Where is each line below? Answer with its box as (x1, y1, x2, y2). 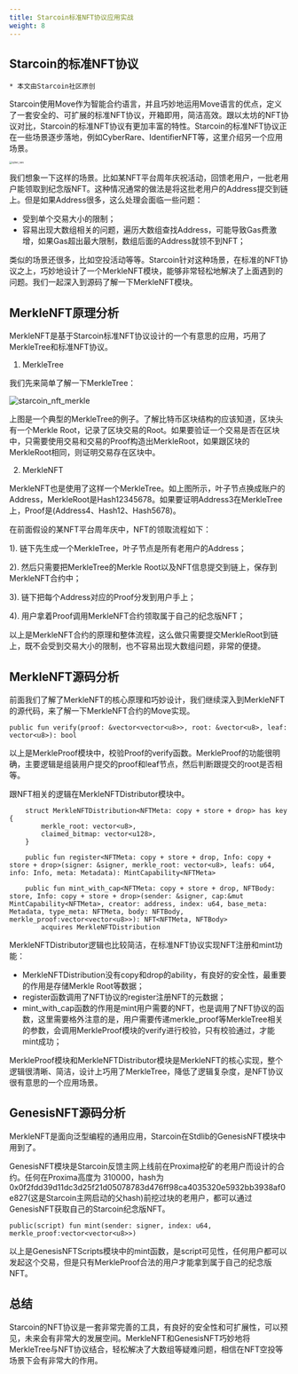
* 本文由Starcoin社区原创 (9, 82, 96, 91)
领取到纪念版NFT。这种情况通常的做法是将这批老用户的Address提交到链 (24, 184, 288, 194)
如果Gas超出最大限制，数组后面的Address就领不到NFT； (37, 236, 247, 247)
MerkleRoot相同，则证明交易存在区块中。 (9, 447, 161, 458)
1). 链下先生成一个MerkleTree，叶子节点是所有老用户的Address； (9, 543, 247, 554)
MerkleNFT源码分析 (9, 669, 120, 684)
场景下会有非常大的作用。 (9, 1354, 103, 1365)
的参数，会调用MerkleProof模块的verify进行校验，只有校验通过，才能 (21, 1024, 275, 1035)
